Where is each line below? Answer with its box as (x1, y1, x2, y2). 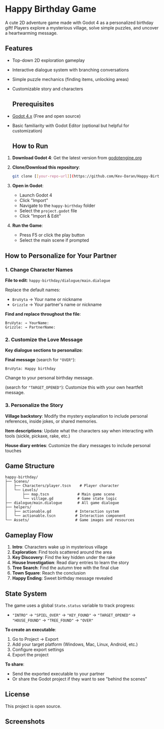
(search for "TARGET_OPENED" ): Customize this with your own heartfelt (5, 384, 143, 390)
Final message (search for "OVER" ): (5, 357, 76, 363)
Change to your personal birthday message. (5, 375, 94, 381)
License (5, 690, 30, 699)
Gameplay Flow (5, 531, 53, 539)
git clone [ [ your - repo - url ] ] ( (12, 174, 74, 179)
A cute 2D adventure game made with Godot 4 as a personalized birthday (5, 20, 154, 25)
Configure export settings (12, 646, 65, 653)
